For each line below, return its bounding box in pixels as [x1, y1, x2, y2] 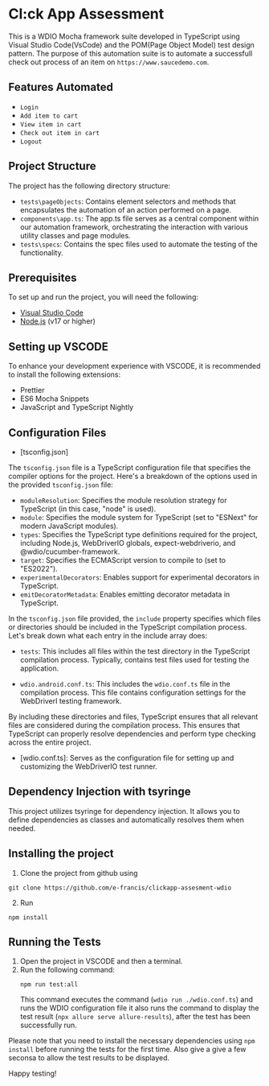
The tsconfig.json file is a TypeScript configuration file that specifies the [8, 463, 251, 472]
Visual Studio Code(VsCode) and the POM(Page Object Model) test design [8, 39, 255, 49]
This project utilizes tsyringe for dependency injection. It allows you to [8, 806, 241, 816]
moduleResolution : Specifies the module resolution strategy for [19, 496, 227, 505]
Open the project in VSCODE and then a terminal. [19, 956, 183, 966]
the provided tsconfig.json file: [8, 480, 114, 489]
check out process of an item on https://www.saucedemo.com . [8, 57, 210, 67]
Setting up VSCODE [8, 340, 108, 353]
